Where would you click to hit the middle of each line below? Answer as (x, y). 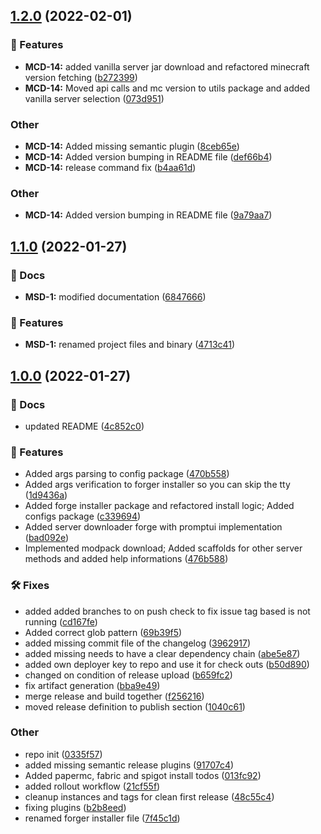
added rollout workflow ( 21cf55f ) (92, 786)
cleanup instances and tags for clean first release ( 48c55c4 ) (149, 796)
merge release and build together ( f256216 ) (114, 696)
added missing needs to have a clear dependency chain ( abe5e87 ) (162, 653)
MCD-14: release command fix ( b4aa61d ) (110, 167)
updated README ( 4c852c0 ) (84, 426)
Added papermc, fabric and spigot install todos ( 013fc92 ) (143, 775)
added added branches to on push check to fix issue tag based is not (167, 611)
